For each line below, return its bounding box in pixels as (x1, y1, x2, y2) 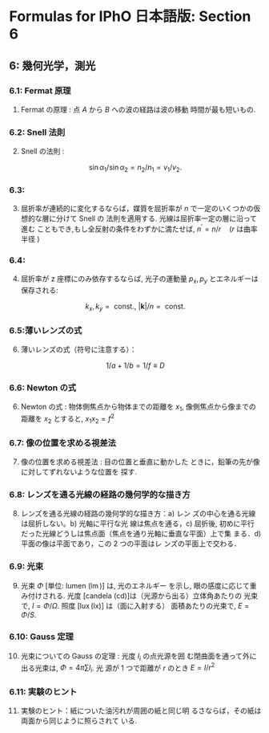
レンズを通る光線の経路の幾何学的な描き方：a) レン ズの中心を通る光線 (20, 509, 256, 519)
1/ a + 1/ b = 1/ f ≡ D (106, 360, 165, 370)
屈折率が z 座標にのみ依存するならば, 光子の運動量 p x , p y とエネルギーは (20, 274, 259, 286)
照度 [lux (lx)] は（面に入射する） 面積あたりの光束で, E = (61, 601, 250, 610)
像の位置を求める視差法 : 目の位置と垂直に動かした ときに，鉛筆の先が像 (20, 457, 260, 466)
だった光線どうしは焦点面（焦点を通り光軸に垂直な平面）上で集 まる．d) (20, 529, 262, 539)
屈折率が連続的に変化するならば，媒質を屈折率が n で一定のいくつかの (20, 204, 254, 214)
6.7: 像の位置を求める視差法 (9, 437, 117, 448)
